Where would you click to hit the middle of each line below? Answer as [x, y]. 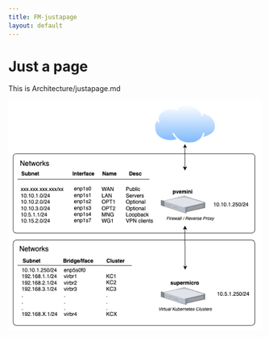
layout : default [35, 25]
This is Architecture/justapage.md [64, 89]
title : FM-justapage [43, 17]
